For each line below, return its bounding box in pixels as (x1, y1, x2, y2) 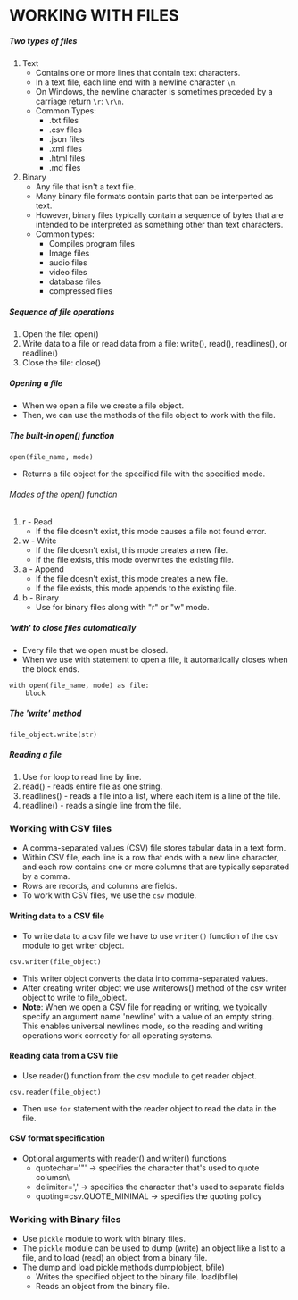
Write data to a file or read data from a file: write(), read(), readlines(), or (21, 339, 288, 349)
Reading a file (9, 749, 62, 759)
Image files (48, 247, 90, 259)
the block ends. (21, 664, 80, 675)
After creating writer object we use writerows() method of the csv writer (21, 982, 287, 993)
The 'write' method (9, 708, 82, 718)
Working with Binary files (9, 1213, 121, 1225)
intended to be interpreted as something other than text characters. (35, 220, 284, 231)
